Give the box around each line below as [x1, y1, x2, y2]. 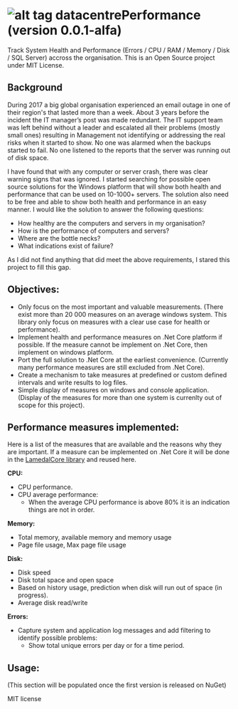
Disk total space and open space [17, 576, 114, 584]
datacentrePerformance [55, 7, 201, 23]
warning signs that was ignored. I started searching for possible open [7, 174, 211, 183]
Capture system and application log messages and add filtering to [17, 626, 211, 635]
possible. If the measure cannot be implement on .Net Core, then [17, 340, 208, 349]
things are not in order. [28, 505, 95, 514]
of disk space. [7, 153, 49, 162]
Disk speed [17, 568, 51, 577]
